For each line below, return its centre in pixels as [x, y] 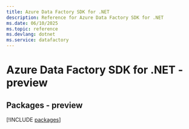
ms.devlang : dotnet [31, 35]
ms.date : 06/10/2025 [32, 23]
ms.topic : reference [32, 29]
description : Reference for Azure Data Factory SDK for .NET [85, 18]
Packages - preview [45, 105]
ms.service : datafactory [38, 40]
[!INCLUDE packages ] [34, 120]
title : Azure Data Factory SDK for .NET [58, 12]
